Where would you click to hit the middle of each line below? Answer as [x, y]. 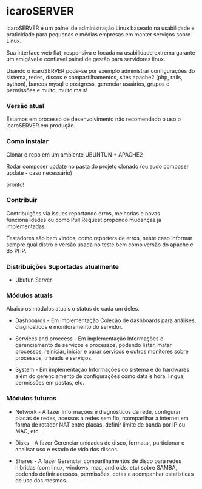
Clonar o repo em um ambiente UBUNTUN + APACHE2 [75, 154]
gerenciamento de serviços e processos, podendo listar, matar [93, 345]
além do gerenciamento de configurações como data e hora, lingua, [100, 376]
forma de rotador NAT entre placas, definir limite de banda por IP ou [100, 424]
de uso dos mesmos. [41, 480]
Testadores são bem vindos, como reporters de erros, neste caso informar [99, 238]
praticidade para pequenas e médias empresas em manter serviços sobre [99, 34]
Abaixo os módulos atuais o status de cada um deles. [73, 309]
